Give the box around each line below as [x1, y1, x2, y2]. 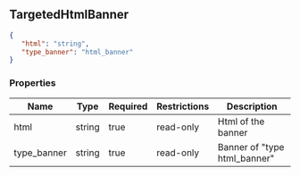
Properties [9, 77, 56, 89]
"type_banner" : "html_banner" [21, 47, 134, 56]
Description [226, 100, 279, 113]
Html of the [217, 115, 265, 128]
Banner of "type [217, 140, 285, 153]
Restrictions [155, 100, 210, 113]
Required [108, 100, 148, 113]
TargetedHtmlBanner [9, 7, 129, 22]
